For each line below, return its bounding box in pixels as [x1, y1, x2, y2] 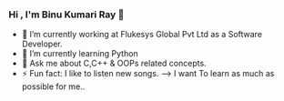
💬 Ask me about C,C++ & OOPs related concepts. [21, 58, 207, 69]
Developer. [21, 38, 63, 49]
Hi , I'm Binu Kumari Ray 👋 [8, 8, 125, 21]
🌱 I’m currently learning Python [21, 48, 138, 59]
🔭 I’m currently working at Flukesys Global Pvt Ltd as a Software [21, 29, 263, 40]
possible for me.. [21, 81, 86, 92]
